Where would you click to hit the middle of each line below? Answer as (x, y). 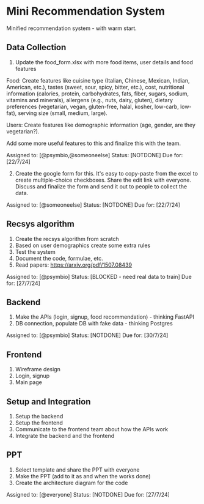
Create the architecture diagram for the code (71, 483)
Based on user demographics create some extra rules (83, 245)
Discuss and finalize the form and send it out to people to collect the (101, 186)
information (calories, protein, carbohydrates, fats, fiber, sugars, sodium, (98, 94)
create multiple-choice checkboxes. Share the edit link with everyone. (103, 180)
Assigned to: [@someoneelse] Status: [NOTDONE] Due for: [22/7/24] (93, 205)
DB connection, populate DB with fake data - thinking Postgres (94, 324)
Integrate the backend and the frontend (65, 436)
